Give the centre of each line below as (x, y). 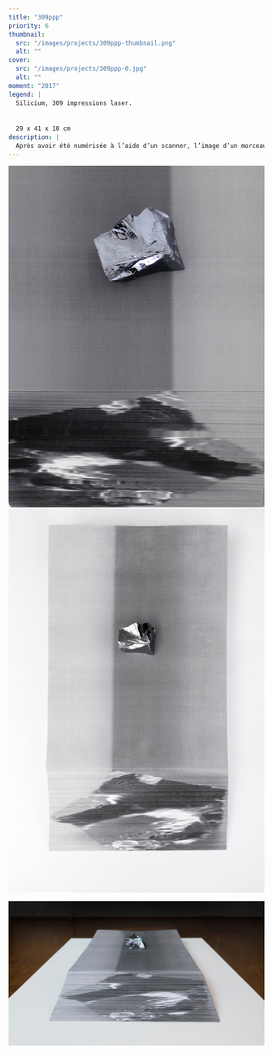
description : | (34, 137)
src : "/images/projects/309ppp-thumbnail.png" (96, 43)
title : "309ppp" (36, 17)
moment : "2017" (34, 85)
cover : (19, 60)
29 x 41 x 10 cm (43, 129)
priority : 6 (28, 26)
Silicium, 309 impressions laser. (74, 103)
